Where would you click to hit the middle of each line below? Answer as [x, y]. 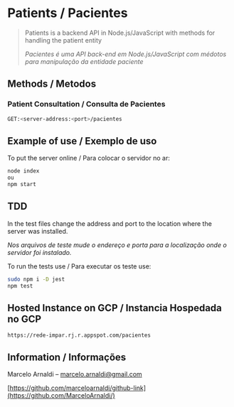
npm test [20, 286]
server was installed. [38, 231]
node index [23, 171]
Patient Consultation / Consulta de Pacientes [86, 104]
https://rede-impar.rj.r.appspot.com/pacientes [79, 335]
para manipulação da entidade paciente [84, 61]
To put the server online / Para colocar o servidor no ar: [89, 158]
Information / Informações [67, 357]
